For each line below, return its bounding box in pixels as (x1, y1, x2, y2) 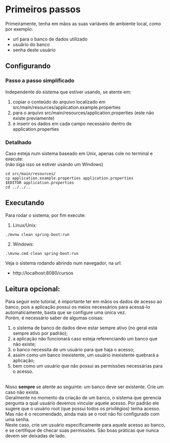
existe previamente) (12, 115, 55, 121)
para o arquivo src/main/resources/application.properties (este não (12, 109, 154, 116)
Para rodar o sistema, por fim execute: (5, 212, 86, 218)
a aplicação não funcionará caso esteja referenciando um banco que (12, 335, 158, 341)
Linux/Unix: (12, 222, 37, 228)
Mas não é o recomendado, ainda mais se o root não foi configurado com (5, 411, 160, 417)
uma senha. (5, 416, 30, 422)
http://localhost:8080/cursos (12, 270, 74, 276)
